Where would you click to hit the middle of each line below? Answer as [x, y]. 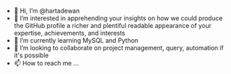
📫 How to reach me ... [46, 63]
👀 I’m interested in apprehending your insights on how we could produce [118, 18]
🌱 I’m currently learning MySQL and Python [76, 40]
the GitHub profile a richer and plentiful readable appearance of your [112, 25]
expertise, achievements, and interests [69, 33]
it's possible [31, 55]
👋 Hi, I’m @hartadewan [47, 11]
